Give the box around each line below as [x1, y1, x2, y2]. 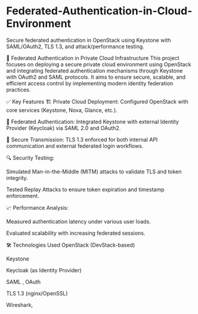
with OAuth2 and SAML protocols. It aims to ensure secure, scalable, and [6, 73, 186, 80]
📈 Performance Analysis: [6, 204, 69, 211]
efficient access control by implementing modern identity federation [6, 79, 174, 87]
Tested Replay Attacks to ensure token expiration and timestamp [6, 186, 165, 193]
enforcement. [6, 192, 40, 199]
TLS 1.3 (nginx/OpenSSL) [6, 290, 68, 297]
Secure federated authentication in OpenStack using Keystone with [6, 36, 171, 43]
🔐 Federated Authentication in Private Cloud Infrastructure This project [6, 54, 180, 61]
